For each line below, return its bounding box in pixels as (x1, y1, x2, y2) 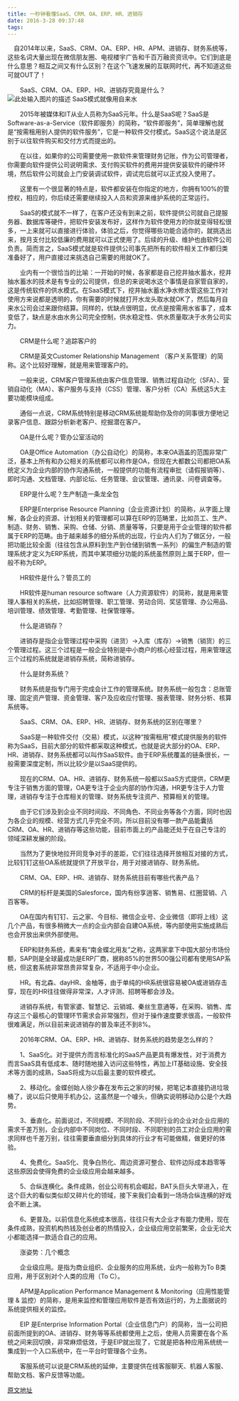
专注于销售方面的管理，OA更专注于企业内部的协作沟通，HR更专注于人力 (7, 784, 218, 792)
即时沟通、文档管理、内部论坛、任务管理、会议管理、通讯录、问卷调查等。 (7, 475, 225, 483)
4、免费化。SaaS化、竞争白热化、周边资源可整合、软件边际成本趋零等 (19, 1158, 226, 1167)
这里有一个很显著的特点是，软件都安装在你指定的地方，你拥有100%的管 (19, 184, 230, 193)
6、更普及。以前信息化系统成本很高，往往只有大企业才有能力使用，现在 (19, 1215, 230, 1224)
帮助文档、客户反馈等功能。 (7, 1371, 89, 1380)
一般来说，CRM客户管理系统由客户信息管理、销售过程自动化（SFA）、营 (19, 376, 230, 384)
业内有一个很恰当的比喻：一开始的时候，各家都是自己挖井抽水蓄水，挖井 (19, 268, 232, 277)
